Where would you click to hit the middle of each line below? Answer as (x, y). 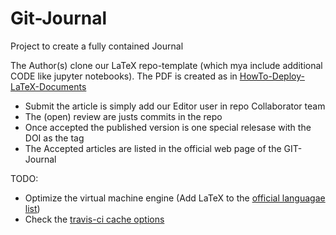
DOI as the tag (54, 138)
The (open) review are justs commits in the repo (123, 116)
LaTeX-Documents (48, 86)
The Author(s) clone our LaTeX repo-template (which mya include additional (166, 65)
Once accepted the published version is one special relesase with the (168, 127)
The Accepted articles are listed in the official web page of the (153, 148)
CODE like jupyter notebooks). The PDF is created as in (124, 76)
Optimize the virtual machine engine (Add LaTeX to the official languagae (175, 198)
